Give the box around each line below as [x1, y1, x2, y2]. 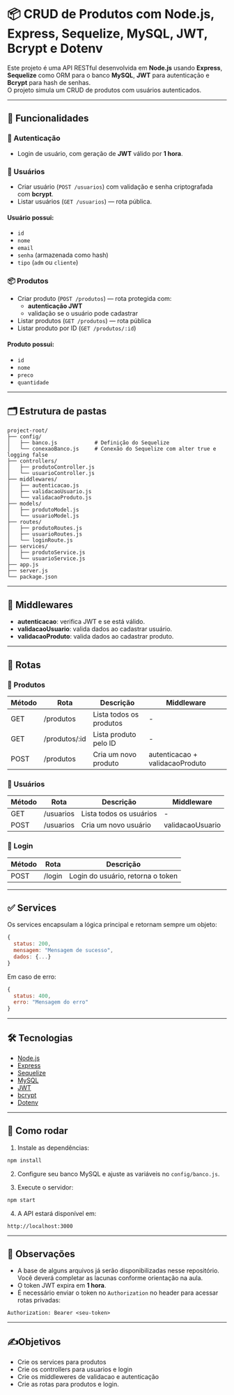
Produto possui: [7, 340, 54, 349]
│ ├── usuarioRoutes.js [7, 531, 82, 538]
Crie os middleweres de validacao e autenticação [17, 1373, 159, 1381]
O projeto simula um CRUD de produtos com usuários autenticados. [7, 86, 202, 94]
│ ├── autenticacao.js [7, 482, 79, 489]
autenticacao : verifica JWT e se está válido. [17, 618, 146, 626]
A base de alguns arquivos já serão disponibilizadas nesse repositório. [17, 1266, 219, 1275]
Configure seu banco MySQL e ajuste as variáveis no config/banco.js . [17, 1169, 220, 1178]
